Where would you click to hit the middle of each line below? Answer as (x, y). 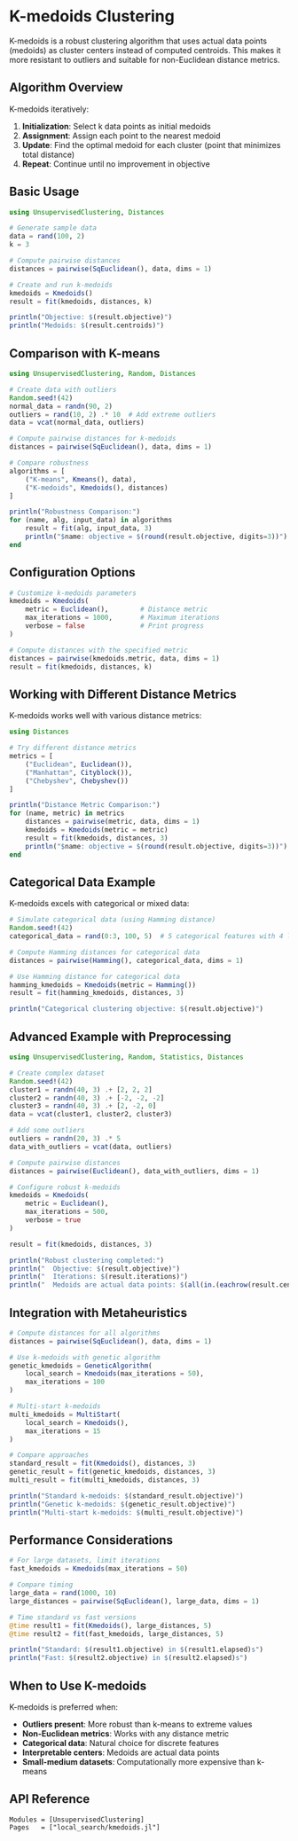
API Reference (50, 1799)
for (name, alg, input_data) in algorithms (91, 521)
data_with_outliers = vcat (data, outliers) (91, 1147)
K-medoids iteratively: (49, 109)
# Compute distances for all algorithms (85, 1333)
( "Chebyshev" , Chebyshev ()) (77, 781)
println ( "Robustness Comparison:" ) (75, 512)
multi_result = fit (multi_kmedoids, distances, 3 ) (105, 1480)
